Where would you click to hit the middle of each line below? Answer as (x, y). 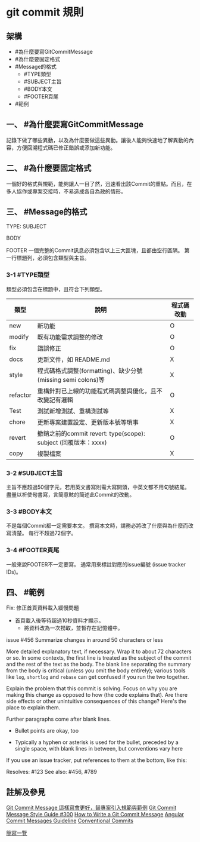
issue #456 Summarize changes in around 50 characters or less (85, 640)
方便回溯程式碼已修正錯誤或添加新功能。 (66, 148)
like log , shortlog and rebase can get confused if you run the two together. (98, 677)
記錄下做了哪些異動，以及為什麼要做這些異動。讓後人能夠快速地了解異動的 (97, 140)
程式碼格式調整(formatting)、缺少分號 (90, 371)
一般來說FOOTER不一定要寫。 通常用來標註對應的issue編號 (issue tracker (96, 564)
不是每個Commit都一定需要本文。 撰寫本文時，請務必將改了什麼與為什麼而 (97, 526)
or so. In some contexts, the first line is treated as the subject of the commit (99, 658)
